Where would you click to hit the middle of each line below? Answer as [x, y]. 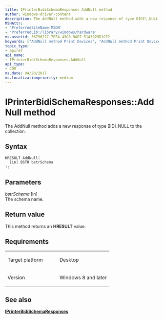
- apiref [14, 50]
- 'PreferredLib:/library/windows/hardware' [51, 32]
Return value [25, 215]
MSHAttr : [14, 23]
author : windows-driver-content [38, 14]
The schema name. [24, 199]
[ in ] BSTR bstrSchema [31, 162]
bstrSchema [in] [21, 194]
